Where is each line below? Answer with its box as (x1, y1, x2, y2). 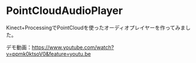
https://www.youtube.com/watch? (32, 44, 114, 51)
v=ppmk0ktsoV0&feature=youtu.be (6, 50, 91, 57)
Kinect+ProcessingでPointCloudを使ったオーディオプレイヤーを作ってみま (6, 24, 186, 31)
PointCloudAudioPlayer (6, 4, 123, 17)
